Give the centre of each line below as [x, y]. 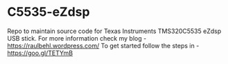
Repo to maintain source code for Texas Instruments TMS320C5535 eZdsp [114, 31]
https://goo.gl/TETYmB [40, 53]
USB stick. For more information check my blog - [77, 38]
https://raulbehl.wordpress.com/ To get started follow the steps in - [103, 45]
